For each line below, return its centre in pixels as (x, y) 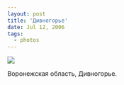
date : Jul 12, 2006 (36, 27)
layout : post (27, 14)
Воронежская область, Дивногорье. (62, 74)
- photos (27, 40)
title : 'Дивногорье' (38, 21)
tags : (15, 34)
